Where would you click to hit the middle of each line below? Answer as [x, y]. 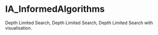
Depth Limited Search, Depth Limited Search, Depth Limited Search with [79, 23]
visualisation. [19, 28]
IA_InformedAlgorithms [55, 9]
